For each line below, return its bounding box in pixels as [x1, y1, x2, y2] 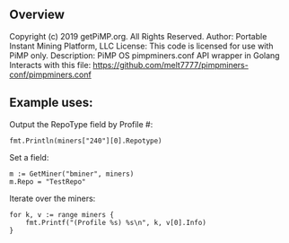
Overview [9, 7, 66, 22]
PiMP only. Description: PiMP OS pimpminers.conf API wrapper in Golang [9, 49, 280, 61]
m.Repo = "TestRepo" [9, 177, 87, 187]
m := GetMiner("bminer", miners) [9, 169, 135, 178]
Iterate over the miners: [9, 193, 96, 204]
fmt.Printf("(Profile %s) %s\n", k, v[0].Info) [25, 218, 206, 227]
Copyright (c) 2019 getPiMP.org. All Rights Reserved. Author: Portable [9, 30, 267, 41]
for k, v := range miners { [9, 210, 115, 219]
